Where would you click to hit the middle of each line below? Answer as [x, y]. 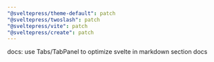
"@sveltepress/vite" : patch [48, 26]
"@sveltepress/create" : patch [51, 32]
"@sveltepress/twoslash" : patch [53, 20]
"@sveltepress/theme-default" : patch [61, 13]
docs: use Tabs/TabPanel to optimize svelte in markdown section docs [107, 52]
